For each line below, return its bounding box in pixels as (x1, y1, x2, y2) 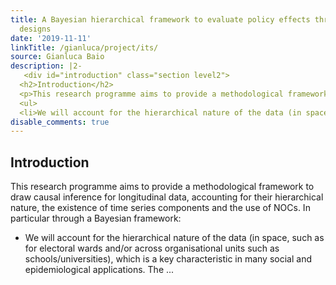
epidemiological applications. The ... (24, 264, 175, 276)
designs (19, 24, 52, 34)
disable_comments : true (10, 117, 110, 127)
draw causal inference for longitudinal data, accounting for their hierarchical (10, 191, 324, 203)
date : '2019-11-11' (10, 33, 92, 43)
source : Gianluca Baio (10, 52, 105, 62)
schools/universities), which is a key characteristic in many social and (24, 253, 312, 265)
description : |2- (10, 61, 83, 71)
